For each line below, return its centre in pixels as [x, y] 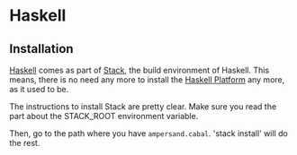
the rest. [25, 143]
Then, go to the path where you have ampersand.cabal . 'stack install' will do [148, 133]
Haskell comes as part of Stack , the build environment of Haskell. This [139, 70]
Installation [41, 49]
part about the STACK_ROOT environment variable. [104, 116]
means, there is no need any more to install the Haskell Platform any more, [147, 80]
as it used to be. [39, 89]
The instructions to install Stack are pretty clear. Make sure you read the [143, 107]
